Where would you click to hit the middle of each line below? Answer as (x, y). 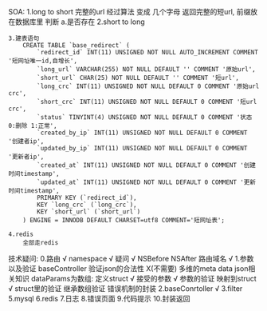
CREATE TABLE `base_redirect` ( (76, 46)
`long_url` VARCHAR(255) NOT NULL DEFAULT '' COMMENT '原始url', (147, 70)
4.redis (21, 234)
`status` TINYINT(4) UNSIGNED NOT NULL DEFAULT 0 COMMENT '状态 (145, 118)
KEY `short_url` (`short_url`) (89, 212)
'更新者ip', (26, 157)
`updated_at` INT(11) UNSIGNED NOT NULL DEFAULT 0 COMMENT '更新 (147, 182)
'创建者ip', (26, 142)
